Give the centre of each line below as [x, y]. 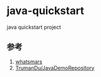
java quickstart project [34, 27]
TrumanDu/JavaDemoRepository [55, 68]
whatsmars [29, 61]
